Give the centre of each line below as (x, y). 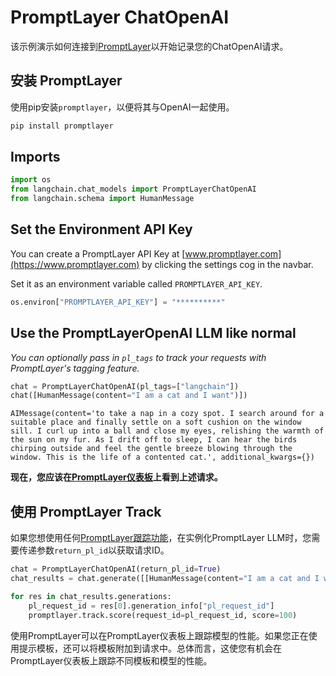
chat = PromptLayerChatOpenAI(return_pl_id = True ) (116, 569)
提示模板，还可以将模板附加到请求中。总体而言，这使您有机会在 (150, 648)
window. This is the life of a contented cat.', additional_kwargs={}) (162, 457)
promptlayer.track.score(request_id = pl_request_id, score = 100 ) (163, 615)
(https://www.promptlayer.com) (75, 264)
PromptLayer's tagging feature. (75, 368)
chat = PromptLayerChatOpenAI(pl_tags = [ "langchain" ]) (125, 386)
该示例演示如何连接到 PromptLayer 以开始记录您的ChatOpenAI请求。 (149, 46)
